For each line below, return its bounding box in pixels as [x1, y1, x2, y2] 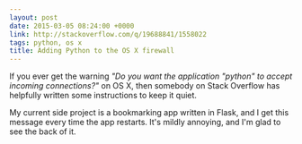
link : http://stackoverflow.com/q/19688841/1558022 [9, 30, 207, 38]
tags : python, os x [9, 38, 83, 47]
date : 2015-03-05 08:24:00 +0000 [9, 21, 135, 30]
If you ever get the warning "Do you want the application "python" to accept [9, 71, 293, 81]
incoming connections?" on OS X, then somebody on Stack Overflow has [9, 80, 280, 91]
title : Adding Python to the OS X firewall [9, 47, 175, 55]
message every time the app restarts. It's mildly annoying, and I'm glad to [9, 117, 281, 128]
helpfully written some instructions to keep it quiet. [9, 90, 198, 101]
